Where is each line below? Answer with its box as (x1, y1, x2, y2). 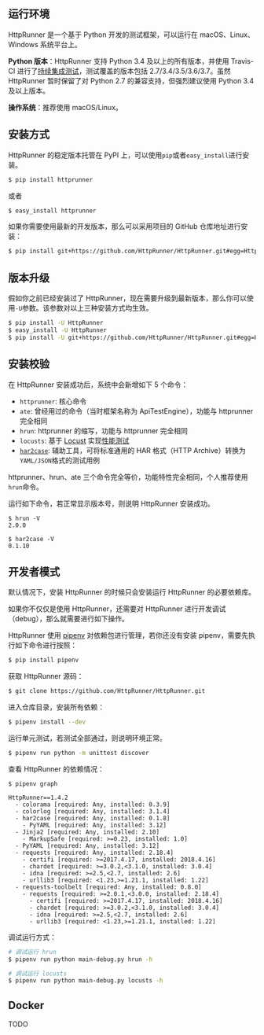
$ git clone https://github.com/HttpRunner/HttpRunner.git (8, 687, 206, 695)
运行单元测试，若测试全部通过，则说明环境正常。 (8, 733, 167, 742)
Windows (8, 39, 39, 49)
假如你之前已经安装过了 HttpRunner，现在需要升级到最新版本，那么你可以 (8, 293, 247, 303)
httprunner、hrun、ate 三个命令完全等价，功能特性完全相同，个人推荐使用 (8, 472, 249, 481)
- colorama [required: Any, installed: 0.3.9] (15, 801, 170, 808)
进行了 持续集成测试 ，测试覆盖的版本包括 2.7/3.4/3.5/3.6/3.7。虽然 (16, 66, 232, 76)
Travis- (230, 56, 254, 65)
